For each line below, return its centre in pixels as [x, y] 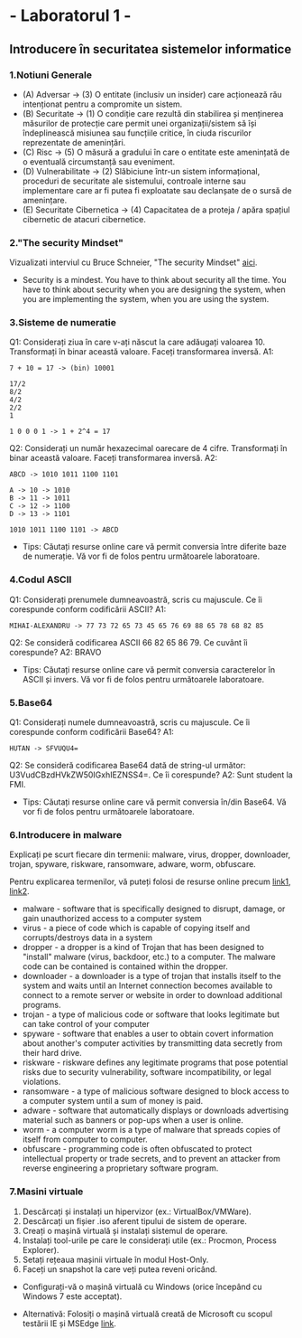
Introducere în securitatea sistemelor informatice [151, 49]
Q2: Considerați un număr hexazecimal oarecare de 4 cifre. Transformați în [148, 448]
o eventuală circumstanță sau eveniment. [99, 161]
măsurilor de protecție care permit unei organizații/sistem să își [139, 123]
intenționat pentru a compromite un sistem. [102, 104]
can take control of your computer [86, 1024]
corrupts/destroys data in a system [87, 938]
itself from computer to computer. [85, 1139]
